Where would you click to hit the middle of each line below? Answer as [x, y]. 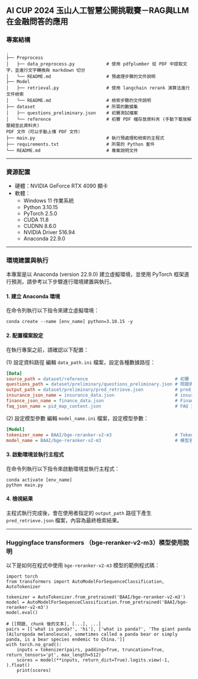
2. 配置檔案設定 [25, 335]
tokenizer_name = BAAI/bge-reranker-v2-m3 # [92, 435]
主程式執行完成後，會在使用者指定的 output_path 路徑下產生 [79, 513]
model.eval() [22, 613]
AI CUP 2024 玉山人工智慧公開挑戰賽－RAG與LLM [98, 11]
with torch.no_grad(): [34, 645]
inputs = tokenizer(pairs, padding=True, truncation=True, [91, 650]
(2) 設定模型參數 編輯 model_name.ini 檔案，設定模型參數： [77, 418]
